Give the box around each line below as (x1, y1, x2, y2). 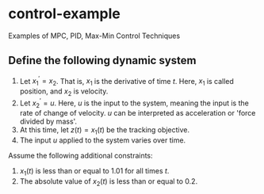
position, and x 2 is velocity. (19, 86, 109, 97)
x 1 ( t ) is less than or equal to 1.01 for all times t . (19, 166, 170, 178)
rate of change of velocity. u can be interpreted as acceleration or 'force (19, 108, 256, 118)
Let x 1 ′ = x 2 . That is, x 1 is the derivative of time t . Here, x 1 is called (19, 74, 234, 88)
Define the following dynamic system (8, 54, 197, 67)
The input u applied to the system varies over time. (19, 135, 186, 145)
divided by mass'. (19, 116, 78, 127)
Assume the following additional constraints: (8, 151, 153, 161)
